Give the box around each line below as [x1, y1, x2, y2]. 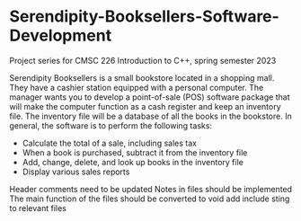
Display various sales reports [22, 166, 130, 177]
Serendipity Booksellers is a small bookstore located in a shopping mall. [9, 72, 275, 83]
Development [9, 25, 112, 46]
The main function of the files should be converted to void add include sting [9, 193, 290, 204]
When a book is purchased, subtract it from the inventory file [22, 146, 248, 158]
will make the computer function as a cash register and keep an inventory [9, 101, 281, 111]
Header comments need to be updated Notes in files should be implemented [9, 183, 293, 194]
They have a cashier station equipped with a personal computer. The [9, 82, 264, 93]
